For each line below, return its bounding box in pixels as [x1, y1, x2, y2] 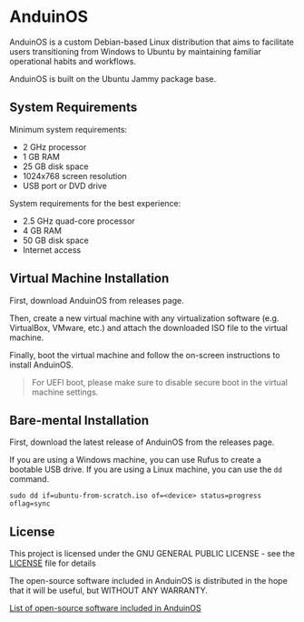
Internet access [22, 244, 82, 256]
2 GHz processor [22, 141, 87, 152]
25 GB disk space [22, 161, 89, 172]
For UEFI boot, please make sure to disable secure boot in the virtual [31, 376, 289, 387]
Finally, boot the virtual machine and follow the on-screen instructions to [9, 349, 280, 360]
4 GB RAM [22, 225, 62, 236]
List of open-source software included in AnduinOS [9, 603, 201, 614]
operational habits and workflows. [9, 55, 136, 66]
